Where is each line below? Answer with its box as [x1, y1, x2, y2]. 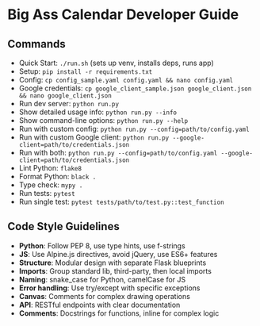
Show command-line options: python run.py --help [18, 116, 188, 125]
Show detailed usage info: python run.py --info [18, 107, 178, 117]
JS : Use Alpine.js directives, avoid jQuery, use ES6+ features [18, 249, 218, 259]
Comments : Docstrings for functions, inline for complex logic [18, 308, 220, 318]
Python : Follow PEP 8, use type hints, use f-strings [18, 240, 185, 251]
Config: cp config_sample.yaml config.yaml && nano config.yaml [18, 75, 234, 84]
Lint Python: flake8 [18, 163, 82, 172]
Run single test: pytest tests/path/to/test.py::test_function [18, 197, 224, 206]
